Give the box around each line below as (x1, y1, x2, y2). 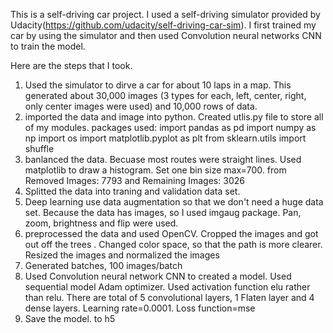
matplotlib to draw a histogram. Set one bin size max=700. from (24, 164, 287, 176)
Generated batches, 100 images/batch (24, 260, 183, 271)
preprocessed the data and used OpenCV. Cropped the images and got (24, 228, 319, 239)
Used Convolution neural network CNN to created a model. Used (24, 270, 292, 282)
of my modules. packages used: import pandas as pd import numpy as (24, 122, 317, 133)
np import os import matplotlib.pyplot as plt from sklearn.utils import (24, 132, 307, 144)
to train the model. (10, 40, 86, 52)
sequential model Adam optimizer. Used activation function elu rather (24, 281, 311, 293)
